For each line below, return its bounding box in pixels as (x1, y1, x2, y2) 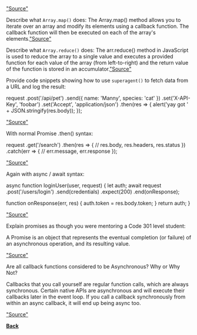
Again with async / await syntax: (6, 170, 85, 178)
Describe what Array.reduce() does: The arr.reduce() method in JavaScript (6, 47, 189, 54)
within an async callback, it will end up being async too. (6, 300, 141, 306)
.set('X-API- (161, 94, 191, 101)
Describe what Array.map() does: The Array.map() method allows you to (6, 17, 181, 23)
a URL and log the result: (6, 83, 66, 90)
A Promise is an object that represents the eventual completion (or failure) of (6, 234, 192, 241)
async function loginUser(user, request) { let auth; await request (6, 182, 162, 189)
